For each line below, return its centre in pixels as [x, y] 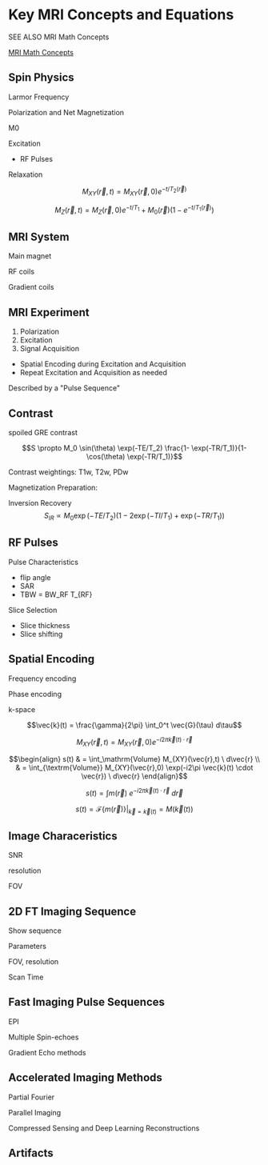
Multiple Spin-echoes [44, 1037]
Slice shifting [41, 634]
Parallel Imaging [35, 1112]
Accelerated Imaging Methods [85, 1078]
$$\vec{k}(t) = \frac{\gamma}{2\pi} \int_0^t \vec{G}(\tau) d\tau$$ [134, 725]
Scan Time [26, 977]
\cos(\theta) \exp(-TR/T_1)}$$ [134, 457]
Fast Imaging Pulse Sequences [87, 1002]
